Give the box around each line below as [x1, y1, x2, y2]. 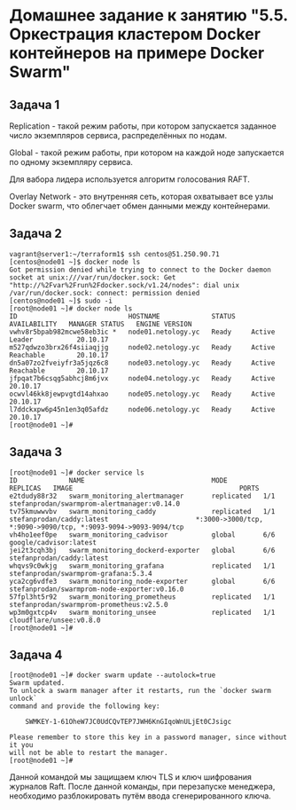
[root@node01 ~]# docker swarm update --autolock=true [9, 671, 216, 680]
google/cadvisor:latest [9, 538, 97, 547]
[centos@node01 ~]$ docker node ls [9, 257, 141, 266]
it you [9, 741, 34, 750]
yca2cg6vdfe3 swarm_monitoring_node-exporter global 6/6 [9, 577, 276, 586]
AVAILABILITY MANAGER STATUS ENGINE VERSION [9, 319, 192, 328]
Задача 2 [9, 226, 62, 241]
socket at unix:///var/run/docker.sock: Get [9, 272, 176, 282]
